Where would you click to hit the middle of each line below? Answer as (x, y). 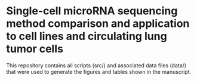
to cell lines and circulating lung (87, 36)
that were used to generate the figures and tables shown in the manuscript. (99, 71)
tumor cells (35, 49)
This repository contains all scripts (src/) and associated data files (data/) (96, 65)
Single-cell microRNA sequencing (92, 11)
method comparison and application (98, 24)
